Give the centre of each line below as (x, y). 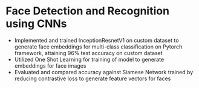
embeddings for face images (50, 66)
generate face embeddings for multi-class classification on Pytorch (98, 47)
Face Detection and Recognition (88, 11)
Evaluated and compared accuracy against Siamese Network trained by (104, 72)
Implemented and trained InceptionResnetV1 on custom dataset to (96, 40)
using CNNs (36, 24)
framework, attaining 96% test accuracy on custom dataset (88, 53)
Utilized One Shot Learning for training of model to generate (89, 59)
